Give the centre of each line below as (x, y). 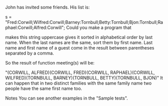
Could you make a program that (99, 27)
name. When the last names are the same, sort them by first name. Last (79, 42)
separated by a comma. (30, 53)
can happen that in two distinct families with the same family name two (78, 83)
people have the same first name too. (44, 88)
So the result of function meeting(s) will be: (50, 63)
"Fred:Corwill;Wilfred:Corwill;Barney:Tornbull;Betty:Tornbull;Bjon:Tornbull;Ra (84, 22)
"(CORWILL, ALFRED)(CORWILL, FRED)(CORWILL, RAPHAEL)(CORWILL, (80, 72)
